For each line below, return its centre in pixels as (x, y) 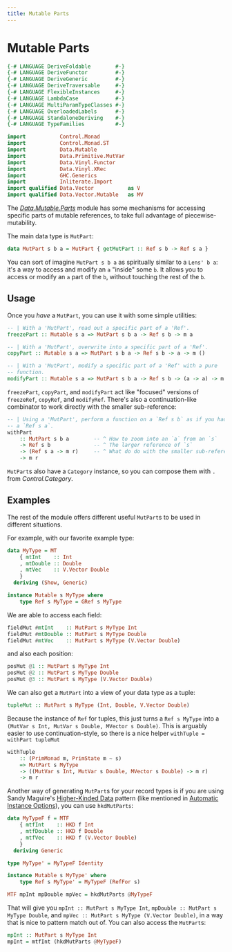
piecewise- (201, 215)
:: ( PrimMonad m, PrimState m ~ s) (71, 758)
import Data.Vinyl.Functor (61, 162)
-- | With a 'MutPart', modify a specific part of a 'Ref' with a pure (112, 366)
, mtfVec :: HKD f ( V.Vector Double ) (78, 838)
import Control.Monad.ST (58, 143)
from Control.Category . (40, 478)
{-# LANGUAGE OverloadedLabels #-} (66, 112)
